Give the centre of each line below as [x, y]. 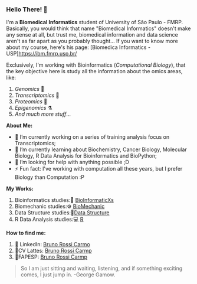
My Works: [20, 189]
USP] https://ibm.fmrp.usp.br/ [42, 54]
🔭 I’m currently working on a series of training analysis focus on [92, 137]
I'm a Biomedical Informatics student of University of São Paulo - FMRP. [95, 22]
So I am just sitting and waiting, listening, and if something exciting [101, 269]
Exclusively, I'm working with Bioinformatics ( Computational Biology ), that [96, 65]
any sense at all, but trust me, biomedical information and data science [92, 35]
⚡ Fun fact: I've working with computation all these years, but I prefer [98, 169]
